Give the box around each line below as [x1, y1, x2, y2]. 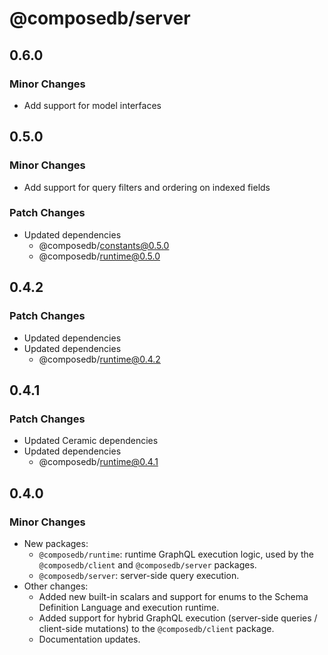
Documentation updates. [38, 633, 141, 645]
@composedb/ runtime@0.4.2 [38, 353, 161, 365]
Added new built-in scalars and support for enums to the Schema [38, 590, 309, 602]
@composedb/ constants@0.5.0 [38, 239, 170, 251]
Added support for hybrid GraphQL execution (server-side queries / [38, 612, 318, 624]
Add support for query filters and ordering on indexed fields [23, 181, 271, 193]
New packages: [23, 537, 89, 549]
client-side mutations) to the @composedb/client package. [38, 622, 275, 634]
